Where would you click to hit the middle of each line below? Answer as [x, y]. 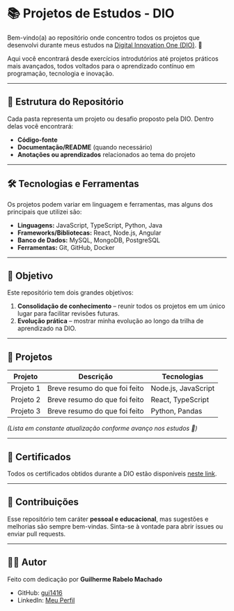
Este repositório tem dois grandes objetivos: [70, 293]
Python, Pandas [177, 411]
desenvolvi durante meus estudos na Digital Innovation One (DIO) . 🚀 [105, 45]
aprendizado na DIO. [47, 328]
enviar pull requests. [37, 533]
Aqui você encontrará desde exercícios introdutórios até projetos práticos [113, 58]
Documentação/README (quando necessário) [85, 147]
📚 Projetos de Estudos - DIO [91, 14]
